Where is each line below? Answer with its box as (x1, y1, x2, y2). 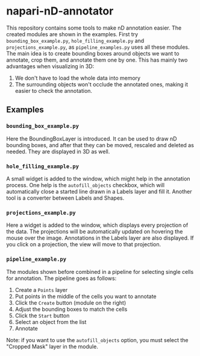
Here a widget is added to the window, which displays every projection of (6, 221, 189, 229)
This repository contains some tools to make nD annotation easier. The (6, 24, 182, 31)
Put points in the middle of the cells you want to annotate (14, 293, 157, 300)
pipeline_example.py (6, 256, 67, 263)
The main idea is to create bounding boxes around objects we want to (6, 49, 180, 57)
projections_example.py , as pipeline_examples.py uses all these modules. (6, 43, 190, 51)
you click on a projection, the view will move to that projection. (6, 241, 161, 248)
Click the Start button (14, 312, 70, 319)
